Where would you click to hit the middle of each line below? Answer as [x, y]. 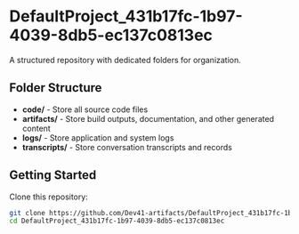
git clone [28, 213]
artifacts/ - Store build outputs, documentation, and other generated [148, 118]
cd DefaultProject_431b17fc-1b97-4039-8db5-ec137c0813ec [117, 221]
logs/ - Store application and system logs [98, 137]
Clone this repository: [49, 197]
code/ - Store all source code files [85, 109]
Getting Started [53, 175]
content [36, 128]
